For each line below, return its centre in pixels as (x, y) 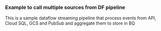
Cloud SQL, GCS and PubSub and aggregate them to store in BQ (70, 23)
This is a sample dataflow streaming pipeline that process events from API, (80, 18)
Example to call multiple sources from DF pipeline (65, 7)
